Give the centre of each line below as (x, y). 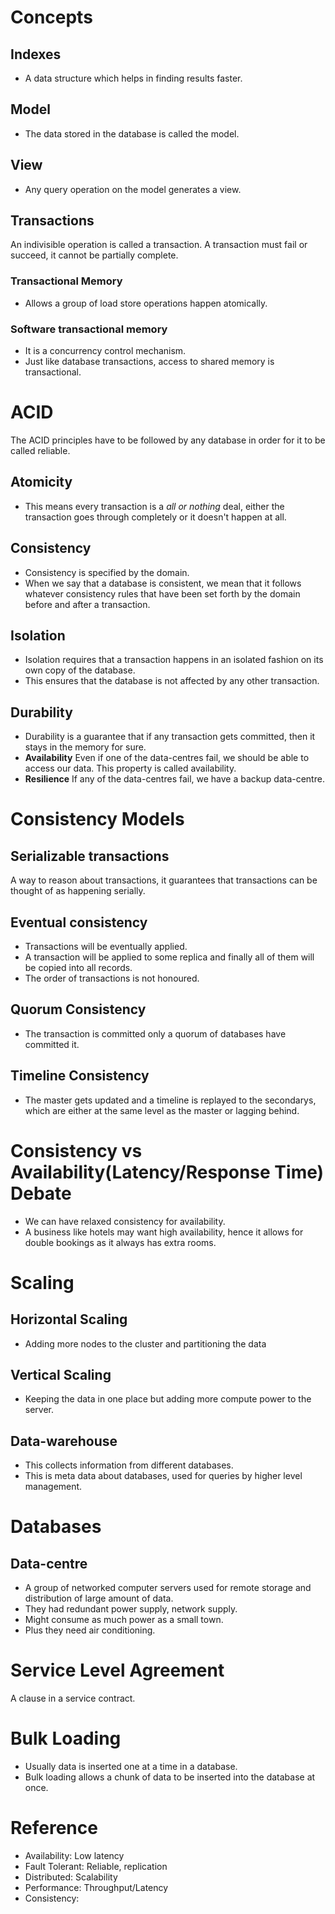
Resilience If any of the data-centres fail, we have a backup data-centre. (174, 779)
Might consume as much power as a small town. (124, 1620)
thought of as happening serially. (78, 891)
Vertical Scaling (61, 1374)
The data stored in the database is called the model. (132, 133)
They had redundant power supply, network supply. (131, 1609)
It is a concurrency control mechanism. (105, 351)
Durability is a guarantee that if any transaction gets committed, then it (170, 737)
